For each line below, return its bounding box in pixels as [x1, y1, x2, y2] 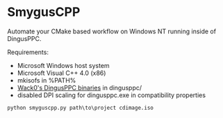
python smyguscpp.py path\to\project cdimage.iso [7, 104, 154, 111]
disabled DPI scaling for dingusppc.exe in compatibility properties [17, 91, 206, 99]
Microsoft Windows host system [17, 61, 110, 69]
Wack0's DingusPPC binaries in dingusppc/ [17, 83, 142, 92]
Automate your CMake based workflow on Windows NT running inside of [7, 27, 217, 35]
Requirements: [7, 48, 49, 56]
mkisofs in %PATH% [17, 76, 76, 84]
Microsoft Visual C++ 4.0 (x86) [17, 69, 106, 77]
